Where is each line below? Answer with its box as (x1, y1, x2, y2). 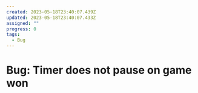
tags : (6, 32, 20, 38)
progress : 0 (6, 26, 36, 32)
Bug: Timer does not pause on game (6, 63, 192, 77)
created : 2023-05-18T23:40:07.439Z (6, 9, 96, 15)
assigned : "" (6, 20, 39, 26)
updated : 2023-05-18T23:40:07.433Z (6, 15, 96, 21)
